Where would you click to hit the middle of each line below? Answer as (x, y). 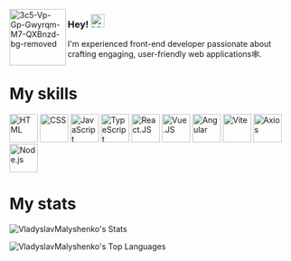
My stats (43, 204)
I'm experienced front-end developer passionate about (169, 44)
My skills (44, 94)
